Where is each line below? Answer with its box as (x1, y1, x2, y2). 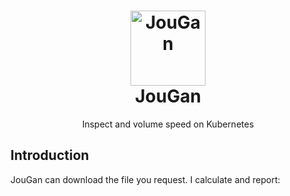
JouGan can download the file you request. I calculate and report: (10, 173, 281, 185)
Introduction (10, 147, 90, 164)
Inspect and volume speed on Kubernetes (81, 118, 255, 130)
